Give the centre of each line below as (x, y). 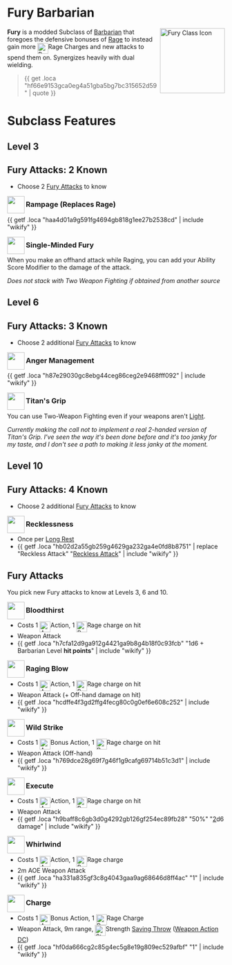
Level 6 (23, 303)
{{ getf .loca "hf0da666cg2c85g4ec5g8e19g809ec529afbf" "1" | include (120, 947)
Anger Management (60, 361)
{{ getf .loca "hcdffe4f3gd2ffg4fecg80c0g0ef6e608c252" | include (113, 702)
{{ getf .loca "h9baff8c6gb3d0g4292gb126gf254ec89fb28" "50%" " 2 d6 (120, 819)
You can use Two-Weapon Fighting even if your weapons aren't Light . (106, 416)
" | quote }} (40, 93)
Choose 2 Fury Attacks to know (62, 187)
